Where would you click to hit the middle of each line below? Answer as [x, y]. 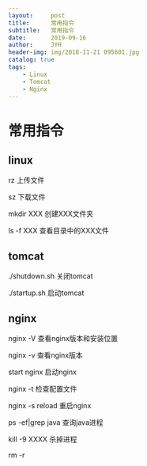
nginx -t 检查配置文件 [43, 389]
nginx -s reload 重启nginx [50, 405]
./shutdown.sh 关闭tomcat [51, 276]
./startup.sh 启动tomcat [46, 293]
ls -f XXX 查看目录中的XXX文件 [58, 231]
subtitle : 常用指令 [41, 30]
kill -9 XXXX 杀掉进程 [43, 439]
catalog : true [32, 60]
